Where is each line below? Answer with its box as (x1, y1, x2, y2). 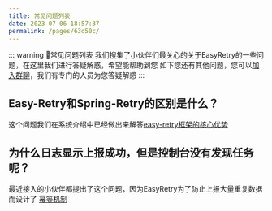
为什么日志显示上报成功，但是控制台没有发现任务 (8, 145, 254, 159)
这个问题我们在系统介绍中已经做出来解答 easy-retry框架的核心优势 (8, 119, 229, 130)
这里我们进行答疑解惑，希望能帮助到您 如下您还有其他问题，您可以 (29, 60, 253, 70)
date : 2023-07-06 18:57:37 (8, 19, 100, 28)
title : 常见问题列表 (8, 11, 71, 20)
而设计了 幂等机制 (8, 194, 67, 204)
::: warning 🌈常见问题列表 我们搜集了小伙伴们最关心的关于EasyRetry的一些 (8, 50, 257, 60)
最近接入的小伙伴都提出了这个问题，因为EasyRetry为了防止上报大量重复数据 (8, 184, 263, 193)
